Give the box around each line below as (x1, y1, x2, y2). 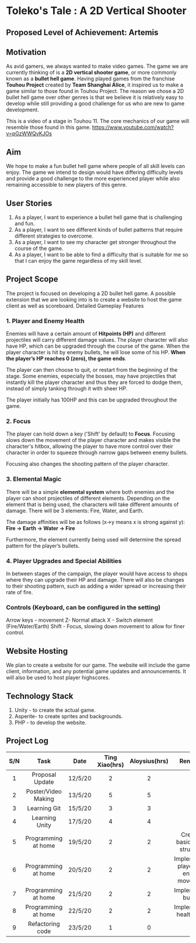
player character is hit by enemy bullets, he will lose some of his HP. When (6, 349, 185, 356)
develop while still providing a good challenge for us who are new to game (6, 100, 185, 107)
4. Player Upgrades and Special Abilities (6, 557, 122, 565)
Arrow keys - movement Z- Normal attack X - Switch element (6, 616, 153, 624)
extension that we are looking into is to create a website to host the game (6, 296, 182, 303)
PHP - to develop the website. (14, 719, 87, 726)
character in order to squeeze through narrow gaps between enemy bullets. (6, 449, 188, 456)
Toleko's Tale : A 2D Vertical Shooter (6, 4, 187, 18)
